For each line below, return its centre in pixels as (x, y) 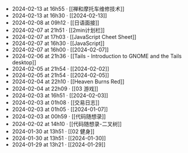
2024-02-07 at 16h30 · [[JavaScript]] (58, 43)
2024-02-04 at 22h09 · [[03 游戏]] (55, 88)
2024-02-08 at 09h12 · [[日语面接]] (55, 22)
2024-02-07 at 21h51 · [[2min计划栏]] (58, 30)
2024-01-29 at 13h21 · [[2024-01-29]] (59, 145)
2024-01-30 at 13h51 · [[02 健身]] (53, 131)
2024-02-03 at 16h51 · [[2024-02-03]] (60, 95)
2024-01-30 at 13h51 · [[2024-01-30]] (59, 138)
